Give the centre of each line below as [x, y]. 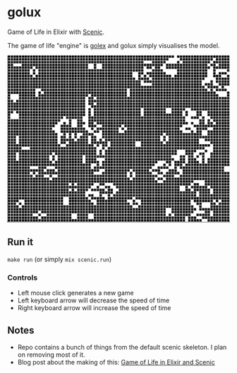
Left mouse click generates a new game [75, 293]
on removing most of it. [51, 355]
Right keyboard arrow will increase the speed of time [94, 308]
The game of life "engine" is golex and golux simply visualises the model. [114, 45]
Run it [20, 242]
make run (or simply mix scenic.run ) [59, 259]
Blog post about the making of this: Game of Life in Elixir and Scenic [116, 362]
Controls [23, 278]
